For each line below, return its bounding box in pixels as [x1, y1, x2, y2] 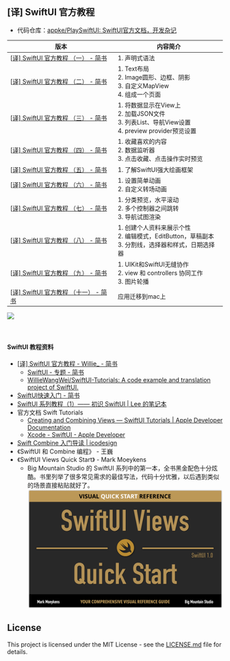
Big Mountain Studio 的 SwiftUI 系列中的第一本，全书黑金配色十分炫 [27, 464, 218, 472]
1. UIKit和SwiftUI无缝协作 [117, 260, 190, 269]
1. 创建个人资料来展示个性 [117, 223, 192, 232]
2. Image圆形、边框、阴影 [117, 73, 190, 81]
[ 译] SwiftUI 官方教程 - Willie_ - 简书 [16, 359, 118, 368]
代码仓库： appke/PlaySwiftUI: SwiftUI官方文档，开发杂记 [16, 26, 177, 34]
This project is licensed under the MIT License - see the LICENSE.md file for [7, 640, 222, 649]
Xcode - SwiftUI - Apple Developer [27, 430, 125, 438]
